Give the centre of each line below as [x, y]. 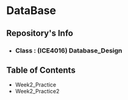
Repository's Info [40, 33]
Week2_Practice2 [37, 91]
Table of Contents [41, 70]
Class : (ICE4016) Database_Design [69, 51]
